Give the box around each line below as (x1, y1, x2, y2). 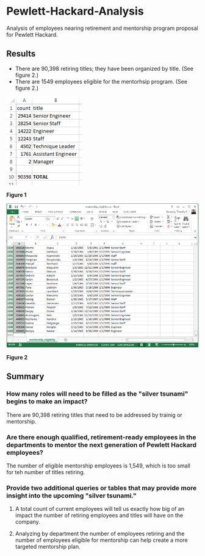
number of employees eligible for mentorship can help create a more (15, 536, 188, 544)
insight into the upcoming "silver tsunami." (6, 491, 137, 500)
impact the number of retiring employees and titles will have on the (15, 511, 184, 519)
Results (6, 49, 36, 59)
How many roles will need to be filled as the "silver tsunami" (6, 389, 189, 398)
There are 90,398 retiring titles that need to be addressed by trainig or (6, 411, 183, 419)
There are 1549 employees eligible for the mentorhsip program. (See (15, 78, 188, 85)
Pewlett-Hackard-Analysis (6, 4, 145, 18)
